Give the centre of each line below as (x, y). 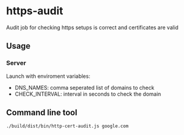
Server (16, 63)
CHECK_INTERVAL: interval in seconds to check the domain (88, 94)
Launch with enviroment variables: (48, 76)
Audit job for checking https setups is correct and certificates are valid (93, 27)
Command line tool (42, 113)
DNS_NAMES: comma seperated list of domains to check (84, 87)
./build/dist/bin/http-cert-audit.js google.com (67, 126)
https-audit (35, 11)
